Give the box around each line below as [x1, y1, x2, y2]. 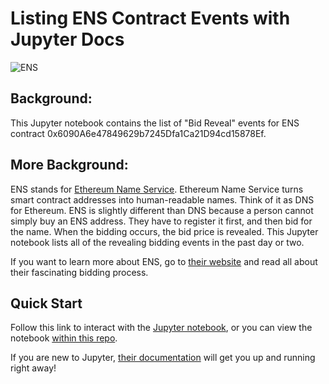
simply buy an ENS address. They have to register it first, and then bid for [10, 215, 313, 227]
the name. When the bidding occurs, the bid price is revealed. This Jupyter [10, 225, 319, 237]
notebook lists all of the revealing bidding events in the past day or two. [10, 236, 305, 248]
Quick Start [10, 295, 83, 312]
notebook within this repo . [10, 332, 118, 344]
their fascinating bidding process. [10, 266, 149, 278]
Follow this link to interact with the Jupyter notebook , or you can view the [10, 322, 313, 334]
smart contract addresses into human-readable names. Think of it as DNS [10, 193, 315, 206]
